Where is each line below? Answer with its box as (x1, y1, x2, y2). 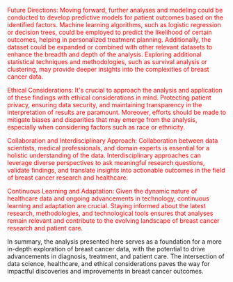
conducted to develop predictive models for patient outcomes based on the (7, 13, 224, 22)
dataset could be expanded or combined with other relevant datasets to (7, 43, 213, 51)
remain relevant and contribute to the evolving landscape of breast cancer (7, 217, 220, 225)
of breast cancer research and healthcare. (7, 173, 129, 182)
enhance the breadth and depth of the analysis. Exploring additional (7, 50, 202, 58)
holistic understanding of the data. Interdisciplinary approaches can (7, 151, 202, 159)
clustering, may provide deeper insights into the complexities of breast (7, 65, 210, 73)
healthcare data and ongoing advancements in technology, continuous (7, 194, 210, 203)
